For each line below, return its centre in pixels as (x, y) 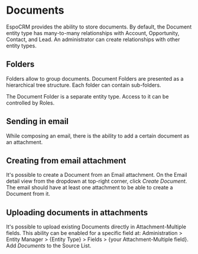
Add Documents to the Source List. (49, 246)
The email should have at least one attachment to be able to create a (90, 188)
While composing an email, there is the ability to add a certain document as (98, 136)
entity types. (21, 46)
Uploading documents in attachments (77, 212)
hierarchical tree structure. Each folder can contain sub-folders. (84, 85)
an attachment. (25, 142)
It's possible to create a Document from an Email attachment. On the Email (97, 175)
